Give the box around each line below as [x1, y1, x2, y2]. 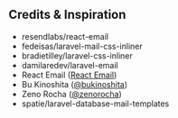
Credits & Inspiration [8, 7, 126, 23]
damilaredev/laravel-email [21, 59, 118, 70]
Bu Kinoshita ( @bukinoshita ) [21, 78, 128, 89]
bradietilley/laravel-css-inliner [21, 50, 133, 61]
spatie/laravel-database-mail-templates [21, 98, 170, 109]
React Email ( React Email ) [21, 69, 117, 80]
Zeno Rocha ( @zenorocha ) [21, 88, 123, 99]
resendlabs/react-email [21, 31, 109, 41]
